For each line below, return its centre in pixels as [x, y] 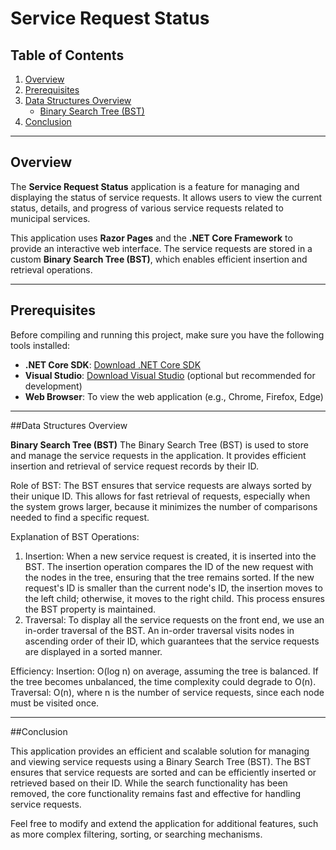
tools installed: [40, 345]
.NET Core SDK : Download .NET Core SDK [113, 364]
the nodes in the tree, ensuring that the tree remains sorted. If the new [169, 577]
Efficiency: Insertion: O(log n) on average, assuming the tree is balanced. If [164, 671]
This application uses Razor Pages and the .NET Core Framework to [151, 238]
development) [53, 386]
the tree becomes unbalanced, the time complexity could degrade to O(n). [163, 681]
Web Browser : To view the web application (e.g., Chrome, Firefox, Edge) [174, 396]
